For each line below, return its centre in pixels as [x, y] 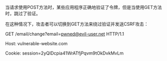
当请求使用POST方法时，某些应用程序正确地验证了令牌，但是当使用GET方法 [83, 7]
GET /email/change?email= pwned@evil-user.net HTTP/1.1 [65, 34]
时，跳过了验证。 [23, 13]
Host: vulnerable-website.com [36, 43]
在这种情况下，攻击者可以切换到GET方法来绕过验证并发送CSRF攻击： [77, 24]
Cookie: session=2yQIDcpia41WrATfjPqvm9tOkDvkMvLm [64, 53]
